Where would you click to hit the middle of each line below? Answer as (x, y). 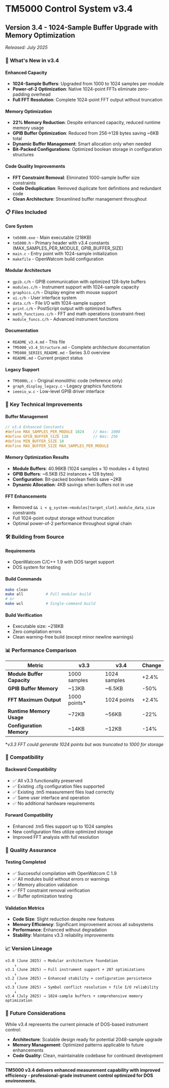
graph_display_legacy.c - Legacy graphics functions (67, 386)
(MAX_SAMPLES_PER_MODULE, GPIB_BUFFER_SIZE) (68, 248)
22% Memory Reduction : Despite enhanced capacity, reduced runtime (87, 123)
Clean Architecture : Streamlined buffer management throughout (79, 199)
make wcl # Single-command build (50, 604)
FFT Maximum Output (34, 700)
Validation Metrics (25, 908)
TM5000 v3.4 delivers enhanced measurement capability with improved (83, 1070)
